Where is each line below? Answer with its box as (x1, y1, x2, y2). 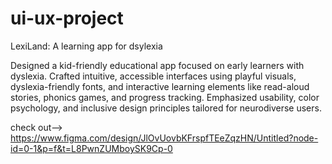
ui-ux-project (10, 7, 124, 30)
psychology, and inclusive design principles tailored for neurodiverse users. (10, 102, 322, 114)
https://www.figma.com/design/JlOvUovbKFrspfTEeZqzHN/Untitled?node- (10, 132, 319, 144)
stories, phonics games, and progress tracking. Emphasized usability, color (10, 91, 320, 103)
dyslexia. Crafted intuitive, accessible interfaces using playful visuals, (10, 70, 297, 82)
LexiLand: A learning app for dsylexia (10, 40, 163, 52)
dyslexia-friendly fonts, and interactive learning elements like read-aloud (10, 80, 310, 92)
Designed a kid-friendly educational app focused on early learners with (10, 59, 305, 71)
